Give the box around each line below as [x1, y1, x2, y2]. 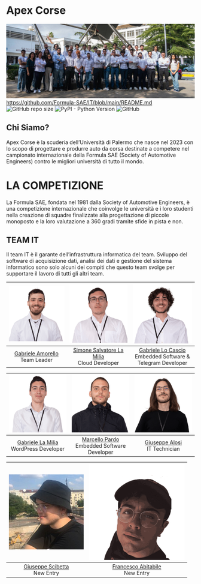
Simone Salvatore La [72, 346, 124, 354]
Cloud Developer [77, 360, 120, 367]
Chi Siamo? [6, 122, 50, 133]
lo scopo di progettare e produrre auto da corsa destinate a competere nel [6, 145, 190, 152]
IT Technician [146, 445, 181, 453]
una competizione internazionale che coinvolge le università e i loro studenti [6, 205, 194, 212]
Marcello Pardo [81, 436, 120, 443]
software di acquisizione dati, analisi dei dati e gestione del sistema [6, 257, 172, 265]
